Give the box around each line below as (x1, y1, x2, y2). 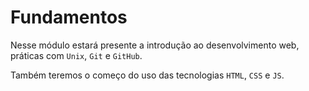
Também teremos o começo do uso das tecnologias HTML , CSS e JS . (10, 69, 285, 81)
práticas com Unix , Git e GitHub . (10, 49, 143, 61)
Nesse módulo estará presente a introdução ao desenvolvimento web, (10, 39, 300, 51)
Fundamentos (10, 6, 128, 29)
